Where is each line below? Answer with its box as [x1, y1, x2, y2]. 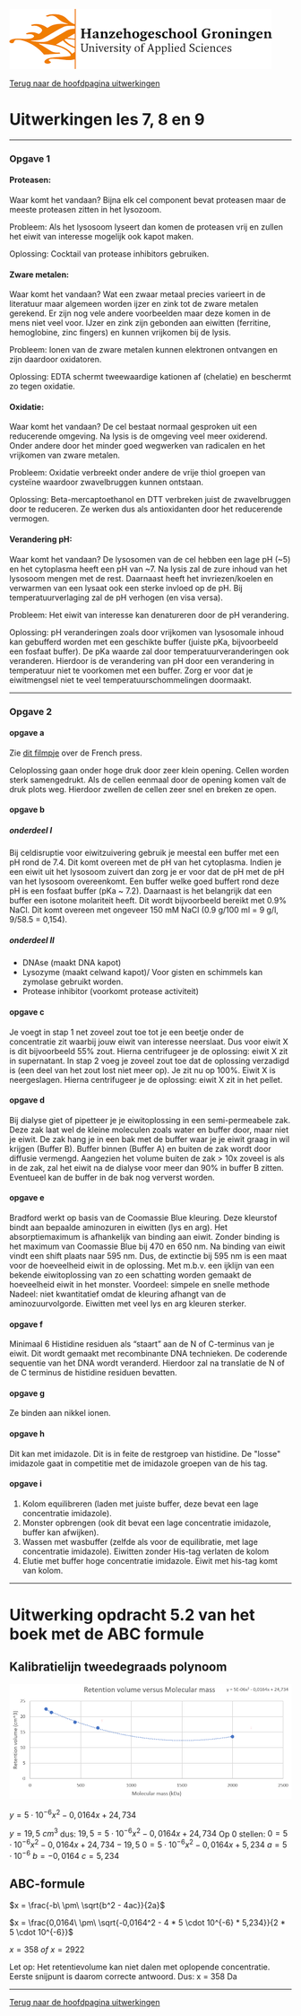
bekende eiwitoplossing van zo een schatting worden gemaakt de [9, 1270, 253, 1280]
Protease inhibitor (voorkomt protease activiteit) [21, 986, 199, 997]
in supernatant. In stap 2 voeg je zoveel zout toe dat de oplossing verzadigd [9, 1055, 289, 1066]
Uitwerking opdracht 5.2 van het [9, 1604, 255, 1625]
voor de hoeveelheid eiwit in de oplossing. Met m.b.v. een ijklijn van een [9, 1260, 275, 1270]
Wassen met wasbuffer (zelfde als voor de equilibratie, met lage [21, 1536, 258, 1547]
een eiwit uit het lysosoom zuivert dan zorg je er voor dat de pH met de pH [9, 867, 285, 877]
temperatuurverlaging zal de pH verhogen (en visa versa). [9, 592, 224, 603]
